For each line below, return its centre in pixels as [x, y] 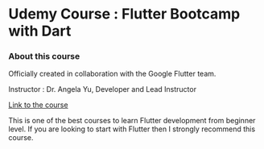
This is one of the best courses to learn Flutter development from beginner [132, 121]
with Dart [40, 31]
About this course [44, 56]
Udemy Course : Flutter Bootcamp [124, 14]
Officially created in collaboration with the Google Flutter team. [112, 74]
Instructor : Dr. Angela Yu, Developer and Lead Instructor [103, 89]
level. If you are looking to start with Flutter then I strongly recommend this [132, 129]
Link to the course [38, 105]
